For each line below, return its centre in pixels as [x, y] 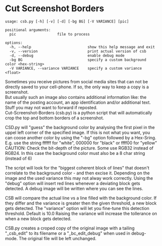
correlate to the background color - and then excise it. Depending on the [77, 173]
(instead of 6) [19, 158]
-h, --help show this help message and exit [82, 47]
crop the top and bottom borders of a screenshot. [55, 118]
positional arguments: [28, 30]
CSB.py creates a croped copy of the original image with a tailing [70, 228]
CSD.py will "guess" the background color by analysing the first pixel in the [80, 127]
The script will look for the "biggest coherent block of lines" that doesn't [77, 168]
